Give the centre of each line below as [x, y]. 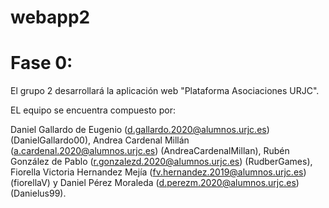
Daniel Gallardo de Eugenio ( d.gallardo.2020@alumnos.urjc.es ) [140, 130]
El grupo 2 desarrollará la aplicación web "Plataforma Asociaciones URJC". [165, 91]
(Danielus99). [38, 193]
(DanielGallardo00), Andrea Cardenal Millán [100, 140]
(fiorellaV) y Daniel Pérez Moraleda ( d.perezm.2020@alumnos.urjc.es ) [155, 183]
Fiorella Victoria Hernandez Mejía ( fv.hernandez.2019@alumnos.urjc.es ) [158, 172]
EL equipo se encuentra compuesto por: [93, 110]
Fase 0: [41, 63]
